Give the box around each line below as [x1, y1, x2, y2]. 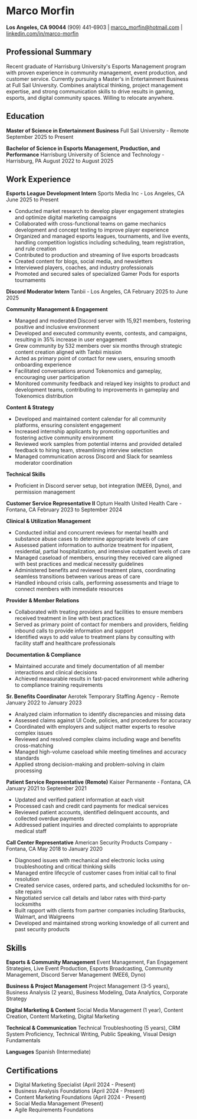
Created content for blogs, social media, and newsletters [14, 258, 153, 265]
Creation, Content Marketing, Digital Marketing [6, 1013, 120, 1020]
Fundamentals [6, 1037, 41, 1044]
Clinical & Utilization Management [6, 518, 91, 525]
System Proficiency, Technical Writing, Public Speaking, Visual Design [6, 1030, 176, 1038]
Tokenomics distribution [14, 393, 74, 400]
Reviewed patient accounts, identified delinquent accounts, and [14, 809, 170, 816]
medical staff [14, 828, 47, 835]
